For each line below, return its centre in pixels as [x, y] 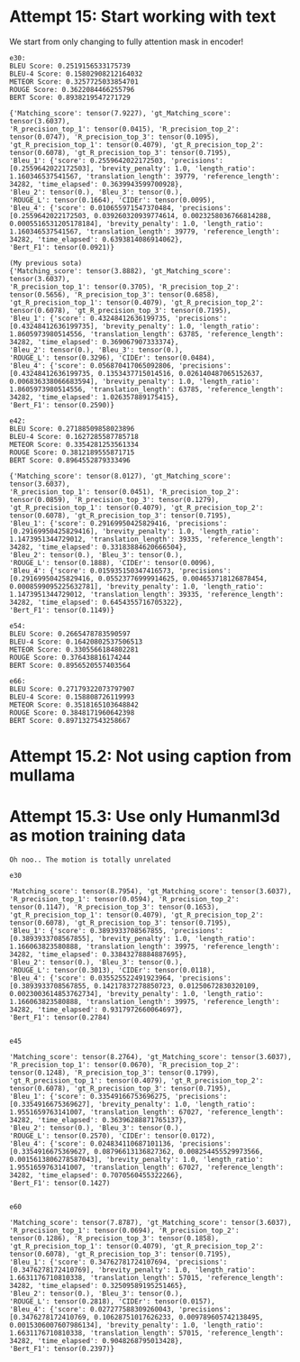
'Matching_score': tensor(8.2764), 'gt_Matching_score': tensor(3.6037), [151, 1057]
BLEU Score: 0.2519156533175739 [70, 66]
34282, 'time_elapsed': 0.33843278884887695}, [98, 955]
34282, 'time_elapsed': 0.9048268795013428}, [96, 1341]
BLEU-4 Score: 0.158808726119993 [72, 697]
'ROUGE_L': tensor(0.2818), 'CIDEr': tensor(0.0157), [113, 1302]
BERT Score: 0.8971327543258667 [70, 720]
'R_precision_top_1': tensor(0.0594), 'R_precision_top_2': [125, 900]
